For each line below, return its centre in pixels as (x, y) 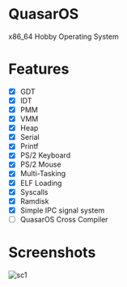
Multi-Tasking (43, 174)
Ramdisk (34, 201)
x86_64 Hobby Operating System (63, 36)
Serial (30, 137)
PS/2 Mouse (41, 165)
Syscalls (34, 192)
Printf (29, 146)
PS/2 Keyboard (45, 155)
